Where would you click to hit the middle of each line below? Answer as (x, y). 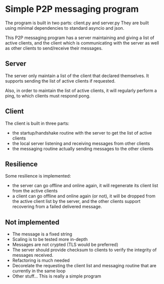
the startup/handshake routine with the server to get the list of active (82, 133)
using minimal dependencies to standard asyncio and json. (65, 28)
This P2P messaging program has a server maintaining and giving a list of (80, 38)
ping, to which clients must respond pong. (48, 95)
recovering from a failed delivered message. (57, 207)
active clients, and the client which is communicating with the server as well (82, 43)
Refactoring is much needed (41, 260)
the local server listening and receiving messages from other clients (81, 143)
